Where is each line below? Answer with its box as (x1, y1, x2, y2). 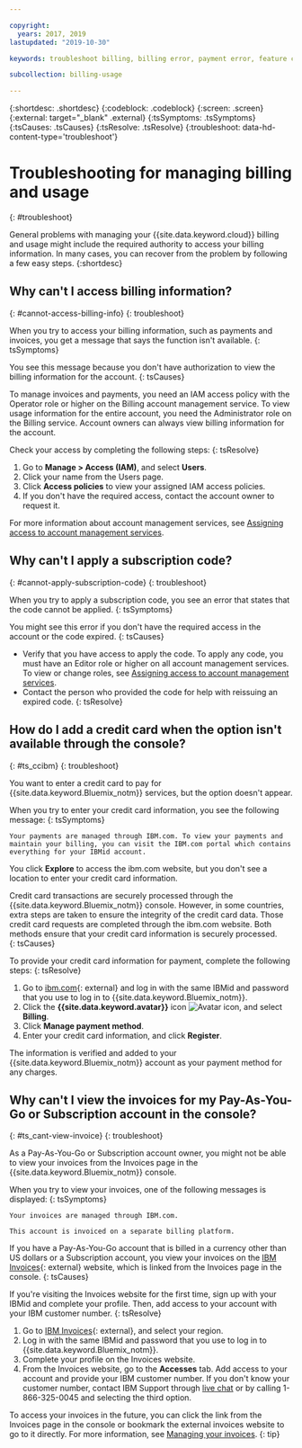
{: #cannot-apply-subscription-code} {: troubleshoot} (9, 577, 208, 587)
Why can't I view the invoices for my (9, 1092, 218, 1107)
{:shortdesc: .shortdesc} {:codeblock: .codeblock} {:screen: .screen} (9, 103, 264, 113)
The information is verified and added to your (9, 1047, 177, 1058)
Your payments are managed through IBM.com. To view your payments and (9, 831, 283, 841)
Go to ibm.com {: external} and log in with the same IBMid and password (22, 982, 289, 993)
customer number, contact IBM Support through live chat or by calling (22, 1382, 281, 1394)
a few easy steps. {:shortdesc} (9, 258, 123, 269)
